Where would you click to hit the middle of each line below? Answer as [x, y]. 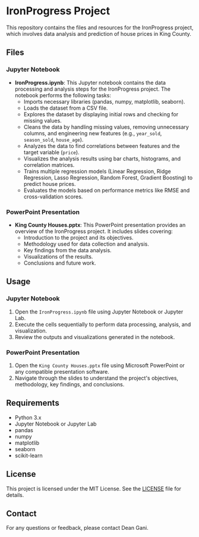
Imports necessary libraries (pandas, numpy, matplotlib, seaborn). [104, 101]
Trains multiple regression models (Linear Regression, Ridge [97, 171]
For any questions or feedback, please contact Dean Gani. [77, 528]
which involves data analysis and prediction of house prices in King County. [99, 33]
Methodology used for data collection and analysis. [86, 244]
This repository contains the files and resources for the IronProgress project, [100, 27]
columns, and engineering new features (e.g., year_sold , [93, 133]
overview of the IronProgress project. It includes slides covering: [94, 231]
